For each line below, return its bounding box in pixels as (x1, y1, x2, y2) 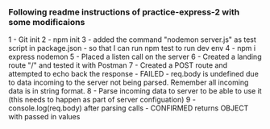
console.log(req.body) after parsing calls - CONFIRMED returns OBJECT (8, 103, 249, 113)
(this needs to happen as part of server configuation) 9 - (8, 95, 196, 105)
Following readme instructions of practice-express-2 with (8, 6, 240, 18)
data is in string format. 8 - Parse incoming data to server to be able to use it (8, 86, 262, 96)
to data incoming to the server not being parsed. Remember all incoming (8, 77, 249, 87)
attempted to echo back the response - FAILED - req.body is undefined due (8, 69, 260, 79)
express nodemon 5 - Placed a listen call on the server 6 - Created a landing (8, 52, 262, 62)
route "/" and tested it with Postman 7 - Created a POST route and (8, 60, 228, 70)
